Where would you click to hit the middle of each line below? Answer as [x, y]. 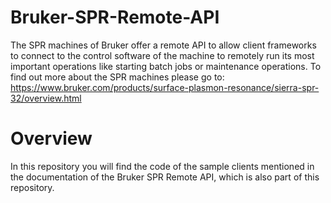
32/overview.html [46, 98]
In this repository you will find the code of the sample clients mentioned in [162, 166]
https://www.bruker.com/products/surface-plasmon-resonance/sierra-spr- [165, 87]
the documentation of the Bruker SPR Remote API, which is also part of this [165, 177]
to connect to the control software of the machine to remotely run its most [162, 55]
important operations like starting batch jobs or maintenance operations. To [166, 66]
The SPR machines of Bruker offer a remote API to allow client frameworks [163, 45]
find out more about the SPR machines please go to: [117, 77]
